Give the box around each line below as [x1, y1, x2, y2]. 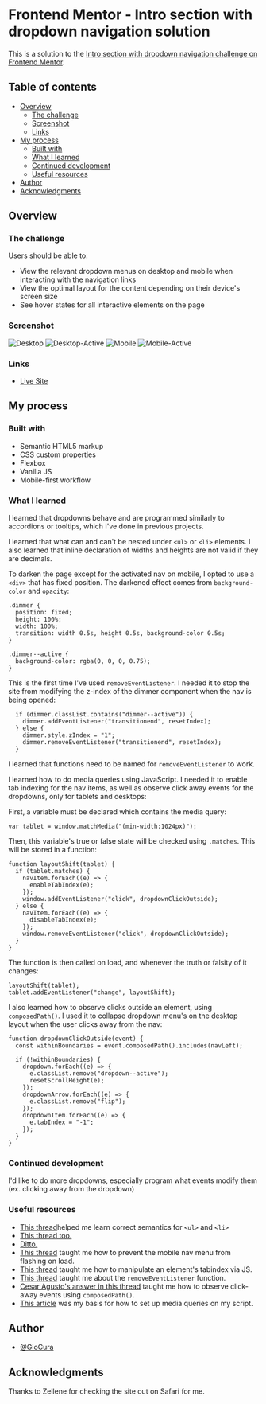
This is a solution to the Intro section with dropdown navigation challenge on [8, 49, 258, 58]
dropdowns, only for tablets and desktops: [8, 792, 147, 801]
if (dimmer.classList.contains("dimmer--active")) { [15, 711, 194, 719]
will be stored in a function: [8, 845, 97, 855]
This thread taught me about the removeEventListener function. [19, 1273, 226, 1282]
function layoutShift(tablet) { [8, 860, 115, 868]
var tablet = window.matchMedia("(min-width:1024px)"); [8, 822, 197, 831]
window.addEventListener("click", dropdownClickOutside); [22, 895, 218, 903]
